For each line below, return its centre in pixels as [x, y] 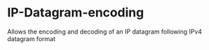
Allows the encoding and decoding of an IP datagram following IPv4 [104, 32]
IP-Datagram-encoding [76, 13]
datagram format [31, 38]
